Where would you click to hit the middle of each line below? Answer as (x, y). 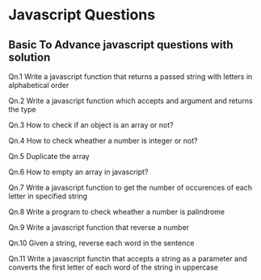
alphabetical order (39, 85)
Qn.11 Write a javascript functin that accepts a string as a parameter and (128, 259)
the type (22, 109)
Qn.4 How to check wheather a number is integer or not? (103, 140)
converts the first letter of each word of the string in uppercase (113, 267)
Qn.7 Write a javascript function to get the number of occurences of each (130, 188)
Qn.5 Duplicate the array (49, 156)
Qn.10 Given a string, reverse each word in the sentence (101, 243)
